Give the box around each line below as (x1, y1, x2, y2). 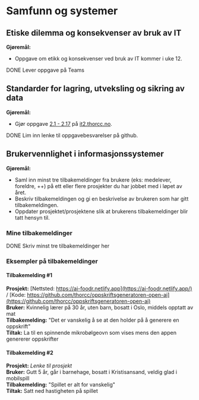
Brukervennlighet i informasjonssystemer (6, 149, 165, 159)
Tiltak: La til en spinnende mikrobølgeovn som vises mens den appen (6, 329, 177, 336)
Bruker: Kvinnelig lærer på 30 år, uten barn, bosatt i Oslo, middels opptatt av (6, 304, 194, 311)
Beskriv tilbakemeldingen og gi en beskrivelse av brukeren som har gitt (14, 195, 189, 202)
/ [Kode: (6, 291, 26, 299)
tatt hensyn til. (14, 214, 50, 221)
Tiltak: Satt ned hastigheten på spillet (6, 388, 98, 395)
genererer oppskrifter (6, 335, 59, 342)
